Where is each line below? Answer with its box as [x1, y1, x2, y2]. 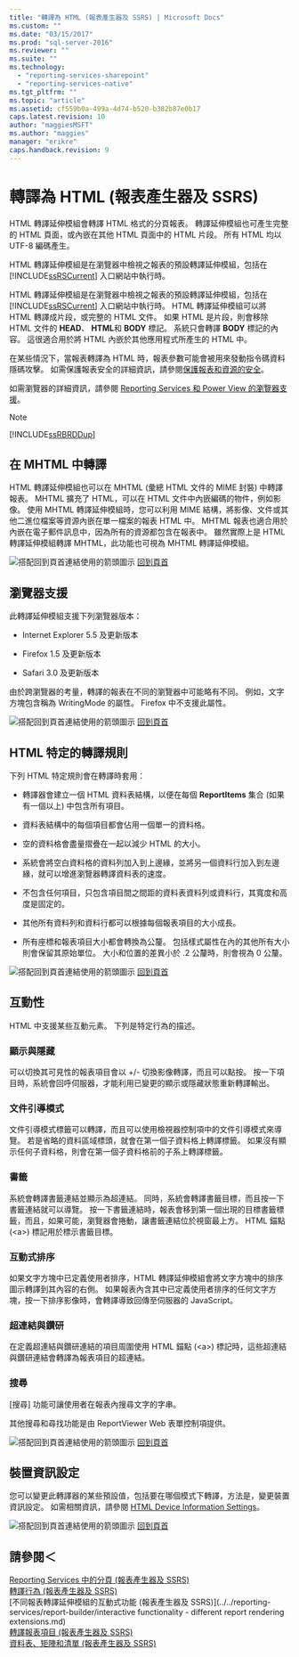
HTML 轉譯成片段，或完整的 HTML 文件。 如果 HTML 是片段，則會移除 [9, 311, 269, 322]
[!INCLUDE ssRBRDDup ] [9, 429, 96, 439]
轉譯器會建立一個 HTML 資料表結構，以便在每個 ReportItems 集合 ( [21, 789, 270, 800]
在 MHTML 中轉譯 [9, 456, 107, 472]
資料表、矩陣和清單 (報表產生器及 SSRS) [9, 1638, 158, 1649]
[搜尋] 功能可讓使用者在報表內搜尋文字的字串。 [9, 1399, 182, 1409]
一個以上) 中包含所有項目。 [29, 801, 129, 811]
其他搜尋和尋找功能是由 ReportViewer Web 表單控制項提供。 [9, 1417, 231, 1428]
